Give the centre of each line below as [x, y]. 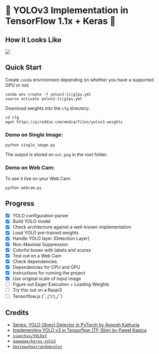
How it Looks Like [33, 40]
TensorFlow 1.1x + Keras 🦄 [61, 21]
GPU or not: [17, 85]
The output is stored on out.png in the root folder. [56, 154]
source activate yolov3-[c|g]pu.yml [44, 99]
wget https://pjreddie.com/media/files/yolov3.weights [64, 122]
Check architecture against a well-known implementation [72, 227]
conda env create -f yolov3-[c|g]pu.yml [48, 94]
